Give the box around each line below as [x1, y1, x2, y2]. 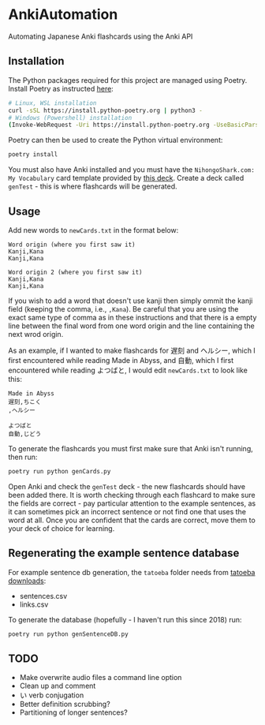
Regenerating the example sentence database [8, 547, 240, 560]
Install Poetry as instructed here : [8, 84, 114, 93]
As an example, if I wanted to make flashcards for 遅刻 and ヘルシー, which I [8, 346, 256, 355]
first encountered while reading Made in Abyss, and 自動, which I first [8, 355, 234, 364]
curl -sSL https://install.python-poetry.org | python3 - [8, 107, 203, 114]
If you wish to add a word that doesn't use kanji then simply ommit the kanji [8, 296, 253, 305]
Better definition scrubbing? [19, 700, 110, 709]
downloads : [8, 576, 47, 585]
